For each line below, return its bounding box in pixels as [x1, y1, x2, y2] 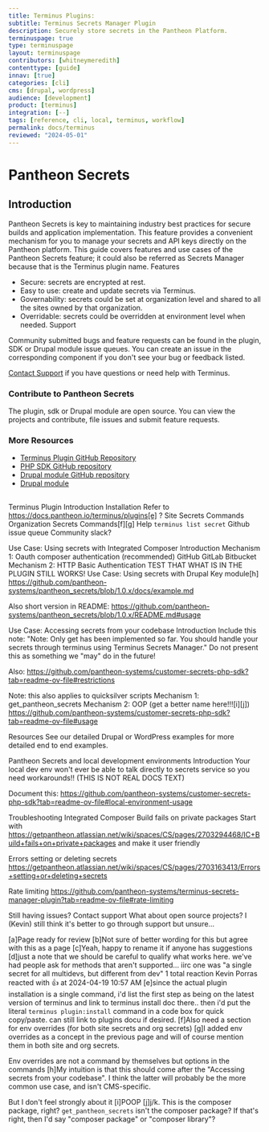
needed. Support [19, 320, 76, 329]
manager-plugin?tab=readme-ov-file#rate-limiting [8, 894, 174, 904]
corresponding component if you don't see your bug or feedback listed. [8, 352, 246, 362]
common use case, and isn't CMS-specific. [8, 1081, 151, 1091]
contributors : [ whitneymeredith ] [8, 57, 120, 65]
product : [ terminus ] [8, 101, 78, 109]
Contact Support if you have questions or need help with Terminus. [8, 368, 230, 377]
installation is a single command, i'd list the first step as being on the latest [8, 989, 255, 999]
